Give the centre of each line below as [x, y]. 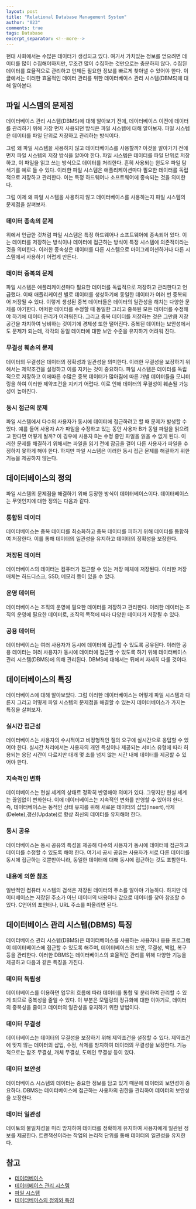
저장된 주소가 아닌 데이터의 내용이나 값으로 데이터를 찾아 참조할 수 [111, 897]
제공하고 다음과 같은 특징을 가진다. [45, 962]
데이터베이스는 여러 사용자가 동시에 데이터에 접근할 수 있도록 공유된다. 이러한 [94, 645]
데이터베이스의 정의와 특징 [44, 1200]
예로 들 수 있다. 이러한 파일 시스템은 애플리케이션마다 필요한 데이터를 [99, 170]
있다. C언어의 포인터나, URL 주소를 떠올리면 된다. [62, 905]
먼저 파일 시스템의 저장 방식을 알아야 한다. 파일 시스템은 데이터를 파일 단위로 [93, 155]
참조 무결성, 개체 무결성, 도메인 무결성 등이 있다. [81, 1053]
